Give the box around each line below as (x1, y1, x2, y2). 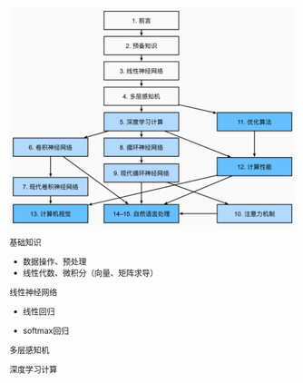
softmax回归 (22, 325, 70, 336)
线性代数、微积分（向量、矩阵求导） (22, 267, 159, 278)
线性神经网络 (9, 286, 57, 297)
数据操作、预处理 (22, 256, 87, 267)
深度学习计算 (9, 363, 57, 374)
